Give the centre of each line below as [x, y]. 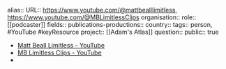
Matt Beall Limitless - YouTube [61, 45]
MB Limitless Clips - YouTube [60, 52]
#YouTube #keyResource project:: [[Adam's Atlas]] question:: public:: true [113, 32]
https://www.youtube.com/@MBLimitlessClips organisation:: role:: [102, 17]
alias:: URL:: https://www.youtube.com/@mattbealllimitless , [92, 10]
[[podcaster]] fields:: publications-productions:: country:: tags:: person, [110, 24]
